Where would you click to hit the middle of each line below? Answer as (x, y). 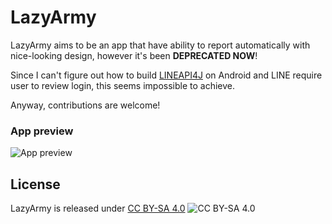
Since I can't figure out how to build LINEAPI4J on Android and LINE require (166, 75)
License (35, 184)
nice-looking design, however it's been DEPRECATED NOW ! (134, 55)
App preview (42, 131)
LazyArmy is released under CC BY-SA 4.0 (98, 208)
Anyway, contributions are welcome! (85, 105)
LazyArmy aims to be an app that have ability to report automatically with (160, 45)
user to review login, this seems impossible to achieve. (123, 85)
